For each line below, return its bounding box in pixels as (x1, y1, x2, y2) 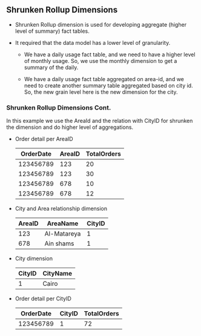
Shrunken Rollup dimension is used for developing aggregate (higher (15, 21, 186, 28)
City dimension (15, 255, 53, 262)
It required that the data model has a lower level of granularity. (15, 39, 171, 46)
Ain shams (44, 239, 74, 248)
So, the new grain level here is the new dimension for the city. (24, 88, 178, 96)
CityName (42, 269, 73, 278)
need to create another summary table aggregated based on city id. (24, 82, 193, 89)
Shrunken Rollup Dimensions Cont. (6, 103, 111, 111)
